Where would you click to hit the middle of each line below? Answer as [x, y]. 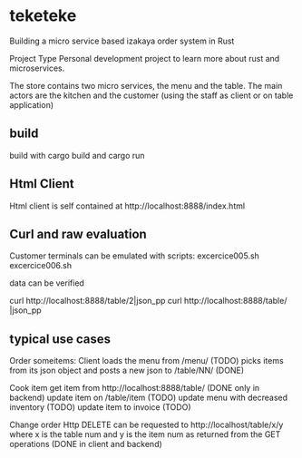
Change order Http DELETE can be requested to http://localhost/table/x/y [146, 425]
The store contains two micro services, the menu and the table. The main [146, 85]
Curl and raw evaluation [78, 234]
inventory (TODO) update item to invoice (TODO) [100, 407]
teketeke [43, 16]
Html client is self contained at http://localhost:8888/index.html [127, 206]
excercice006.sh [41, 266]
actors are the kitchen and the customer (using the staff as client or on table [151, 95]
